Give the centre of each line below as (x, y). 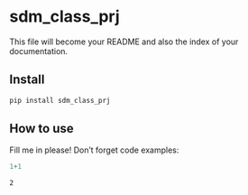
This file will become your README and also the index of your (124, 42)
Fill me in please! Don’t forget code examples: (94, 150)
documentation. (39, 51)
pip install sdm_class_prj (60, 100)
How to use (41, 129)
